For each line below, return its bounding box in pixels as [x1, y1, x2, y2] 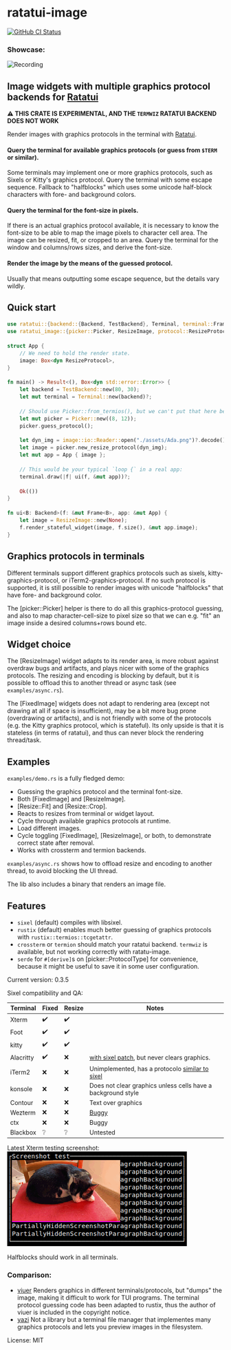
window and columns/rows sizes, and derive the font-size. [7, 243, 173, 252]
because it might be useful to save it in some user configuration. [16, 962, 199, 970]
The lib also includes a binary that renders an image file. [7, 880, 166, 889]
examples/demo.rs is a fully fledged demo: [7, 774, 125, 783]
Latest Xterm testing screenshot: [7, 1144, 100, 1152]
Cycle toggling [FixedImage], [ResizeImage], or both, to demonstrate [16, 832, 212, 840]
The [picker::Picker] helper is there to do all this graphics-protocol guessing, [7, 604, 223, 612]
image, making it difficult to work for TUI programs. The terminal [16, 1293, 199, 1302]
